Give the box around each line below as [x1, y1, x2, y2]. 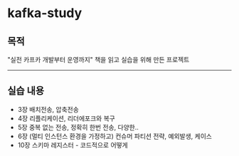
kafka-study [7, 5, 83, 21]
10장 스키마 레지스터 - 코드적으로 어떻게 [17, 140, 128, 149]
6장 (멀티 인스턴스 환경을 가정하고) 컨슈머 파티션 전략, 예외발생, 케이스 [17, 132, 212, 140]
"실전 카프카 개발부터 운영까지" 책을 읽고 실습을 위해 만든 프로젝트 [7, 56, 190, 63]
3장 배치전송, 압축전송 [17, 105, 80, 113]
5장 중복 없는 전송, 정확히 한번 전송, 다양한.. [17, 123, 139, 131]
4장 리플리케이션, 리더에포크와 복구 [17, 114, 115, 123]
